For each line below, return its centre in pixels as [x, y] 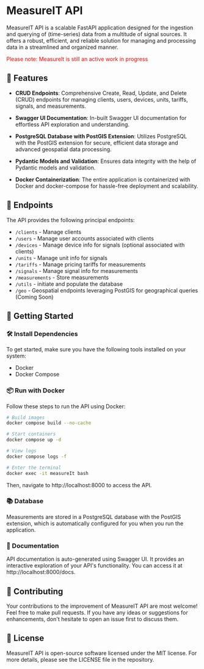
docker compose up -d [34, 440]
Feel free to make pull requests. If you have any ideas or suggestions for [97, 612]
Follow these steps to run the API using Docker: [66, 406]
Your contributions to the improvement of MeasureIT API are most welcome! [102, 606]
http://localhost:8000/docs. [41, 572]
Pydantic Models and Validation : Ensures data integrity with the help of [106, 161]
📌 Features [27, 78]
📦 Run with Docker [36, 391]
